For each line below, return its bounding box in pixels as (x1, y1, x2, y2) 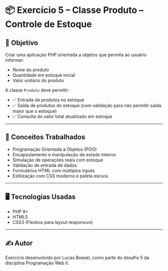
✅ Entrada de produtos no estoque (12, 97, 84, 103)
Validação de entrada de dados (12, 162, 77, 168)
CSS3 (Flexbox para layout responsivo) (12, 219, 93, 225)
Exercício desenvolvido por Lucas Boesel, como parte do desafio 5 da (5, 254, 149, 261)
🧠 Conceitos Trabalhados (5, 133, 85, 141)
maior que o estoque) (12, 108, 57, 114)
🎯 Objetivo (5, 39, 38, 47)
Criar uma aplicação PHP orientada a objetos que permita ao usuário (5, 52, 146, 58)
